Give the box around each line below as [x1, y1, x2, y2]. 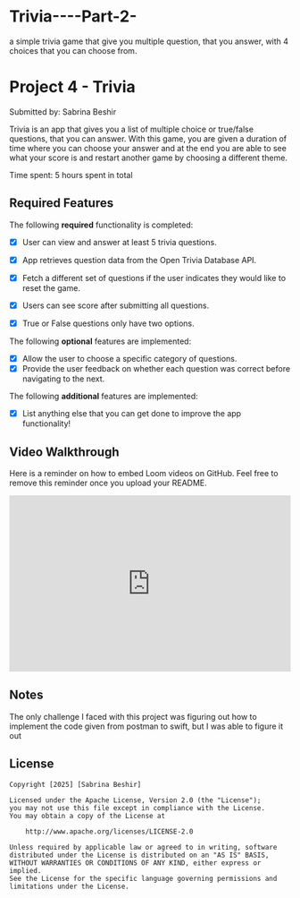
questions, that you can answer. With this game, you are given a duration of [9, 133, 287, 144]
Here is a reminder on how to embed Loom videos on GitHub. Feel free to [9, 468, 279, 478]
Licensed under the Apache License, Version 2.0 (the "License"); [9, 795, 262, 805]
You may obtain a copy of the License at [9, 811, 166, 820]
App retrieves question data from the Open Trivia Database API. [21, 254, 257, 265]
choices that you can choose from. [9, 45, 137, 56]
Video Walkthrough [9, 444, 120, 459]
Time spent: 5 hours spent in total [9, 169, 133, 180]
